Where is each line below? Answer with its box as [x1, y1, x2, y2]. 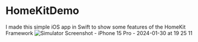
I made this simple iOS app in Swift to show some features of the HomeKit [5, 23, 186, 30]
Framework [5, 29, 33, 36]
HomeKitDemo [5, 4, 79, 17]
